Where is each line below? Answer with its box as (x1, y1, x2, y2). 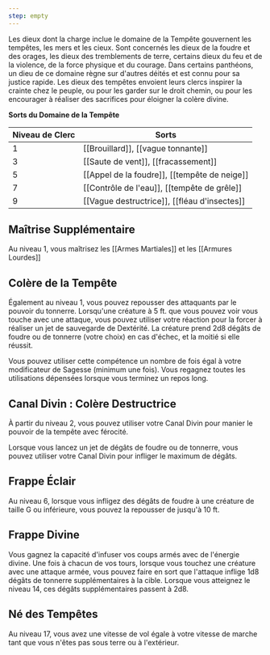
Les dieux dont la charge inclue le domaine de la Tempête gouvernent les (8, 34, 252, 44)
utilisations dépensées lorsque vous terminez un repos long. (8, 374, 209, 383)
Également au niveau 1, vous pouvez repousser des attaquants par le (8, 298, 237, 307)
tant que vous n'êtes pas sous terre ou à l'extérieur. (8, 637, 180, 647)
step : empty (8, 11, 48, 20)
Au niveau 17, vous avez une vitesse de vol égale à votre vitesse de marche (8, 628, 258, 639)
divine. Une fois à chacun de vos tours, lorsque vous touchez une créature (8, 558, 256, 568)
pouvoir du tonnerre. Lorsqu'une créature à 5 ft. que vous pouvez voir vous (8, 306, 259, 316)
